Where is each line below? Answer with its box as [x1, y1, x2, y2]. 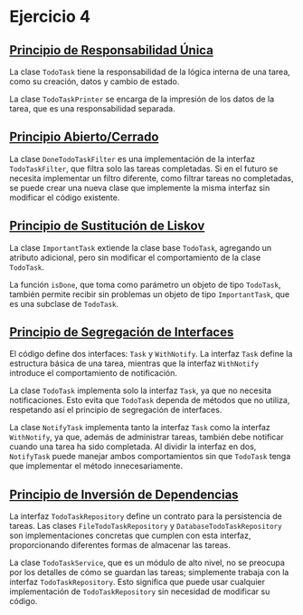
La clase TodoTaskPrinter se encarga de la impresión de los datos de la [9, 93, 275, 104]
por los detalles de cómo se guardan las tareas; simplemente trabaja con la [9, 567, 289, 578]
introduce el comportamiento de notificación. [9, 368, 178, 379]
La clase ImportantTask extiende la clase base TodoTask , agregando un [9, 242, 272, 253]
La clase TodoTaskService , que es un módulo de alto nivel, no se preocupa [9, 557, 285, 568]
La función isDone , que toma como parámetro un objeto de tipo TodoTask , [9, 279, 281, 290]
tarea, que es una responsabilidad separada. [9, 103, 175, 114]
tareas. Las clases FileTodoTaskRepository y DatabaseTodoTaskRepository [9, 521, 282, 532]
